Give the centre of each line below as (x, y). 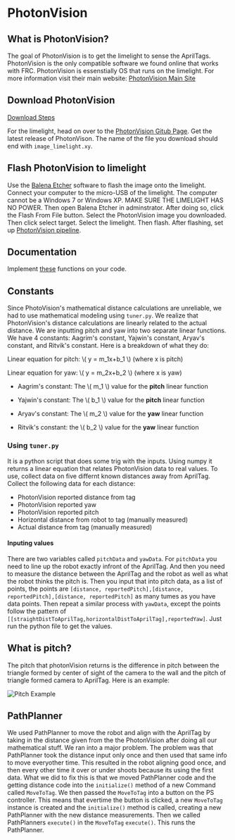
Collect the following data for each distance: (71, 483)
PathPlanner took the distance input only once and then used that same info (117, 756)
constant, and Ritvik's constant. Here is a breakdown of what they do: (108, 346)
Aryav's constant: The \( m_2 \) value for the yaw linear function (110, 414)
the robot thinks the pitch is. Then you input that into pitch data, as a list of (115, 581)
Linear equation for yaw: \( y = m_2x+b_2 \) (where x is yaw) (95, 373)
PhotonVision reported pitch (58, 512)
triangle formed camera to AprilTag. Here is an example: (89, 680)
